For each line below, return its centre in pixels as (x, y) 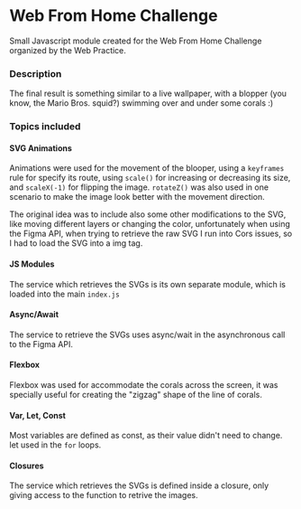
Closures (27, 466)
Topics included (45, 127)
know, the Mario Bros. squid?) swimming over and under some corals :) (141, 103)
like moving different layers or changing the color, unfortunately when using (150, 224)
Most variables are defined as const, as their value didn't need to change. (146, 436)
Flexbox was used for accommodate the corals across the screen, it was (144, 384)
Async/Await (34, 315)
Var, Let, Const (37, 415)
